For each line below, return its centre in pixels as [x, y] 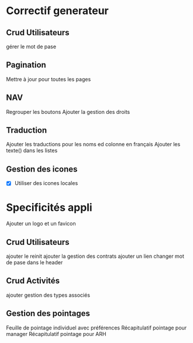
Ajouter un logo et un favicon [41, 224]
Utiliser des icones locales [46, 183]
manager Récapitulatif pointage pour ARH [56, 334]
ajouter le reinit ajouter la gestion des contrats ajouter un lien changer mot [95, 256]
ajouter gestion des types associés [48, 295]
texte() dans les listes [32, 150]
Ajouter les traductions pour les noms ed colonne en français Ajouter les [93, 144]
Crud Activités [33, 281]
